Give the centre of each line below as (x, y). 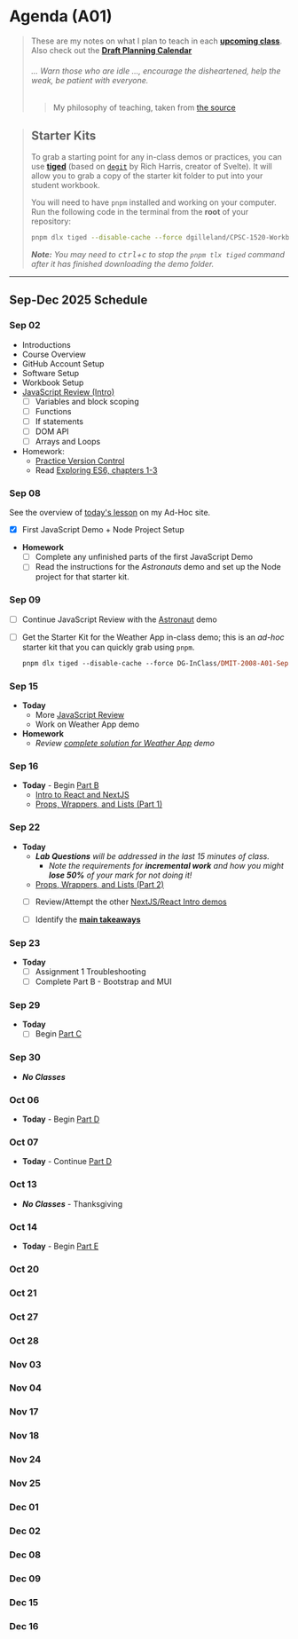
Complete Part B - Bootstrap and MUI (103, 981)
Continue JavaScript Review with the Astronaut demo (119, 619)
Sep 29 (25, 1005)
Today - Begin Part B (60, 785)
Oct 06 (24, 1099)
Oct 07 (24, 1142)
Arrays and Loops (68, 441)
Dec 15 (24, 1602)
